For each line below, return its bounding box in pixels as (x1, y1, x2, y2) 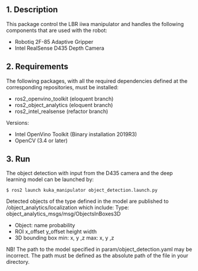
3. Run (6, 154, 31, 164)
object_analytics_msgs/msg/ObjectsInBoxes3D (6, 210, 121, 218)
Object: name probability (14, 222, 75, 229)
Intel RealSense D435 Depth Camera (14, 44, 105, 51)
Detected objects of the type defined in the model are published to (6, 198, 169, 205)
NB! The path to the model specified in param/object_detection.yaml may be (6, 246, 193, 253)
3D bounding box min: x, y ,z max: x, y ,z (14, 234, 114, 241)
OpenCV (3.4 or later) (14, 137, 68, 144)
